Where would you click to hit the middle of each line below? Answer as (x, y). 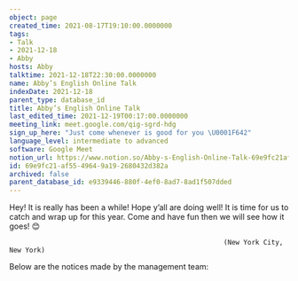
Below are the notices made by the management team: (109, 267)
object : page (33, 17)
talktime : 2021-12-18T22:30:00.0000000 (83, 75)
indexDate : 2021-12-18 (51, 91)
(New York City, (253, 243)
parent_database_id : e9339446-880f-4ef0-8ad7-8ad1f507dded (121, 183)
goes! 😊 (25, 226)
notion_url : (31, 157)
